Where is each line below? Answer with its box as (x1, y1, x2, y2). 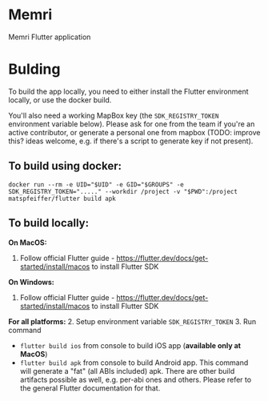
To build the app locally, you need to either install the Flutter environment (8, 86, 250, 96)
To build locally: (8, 216, 90, 230)
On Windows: (8, 277, 54, 287)
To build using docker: (8, 159, 122, 173)
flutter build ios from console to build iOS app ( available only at (19, 340, 242, 350)
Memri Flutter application (8, 32, 91, 42)
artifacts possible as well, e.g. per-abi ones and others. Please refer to (19, 375, 252, 384)
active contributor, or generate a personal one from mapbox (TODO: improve (8, 127, 261, 137)
